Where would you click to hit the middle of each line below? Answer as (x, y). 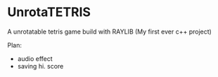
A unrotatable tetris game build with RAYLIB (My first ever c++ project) (110, 31)
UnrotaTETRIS (49, 12)
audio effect (35, 58)
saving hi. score (40, 66)
